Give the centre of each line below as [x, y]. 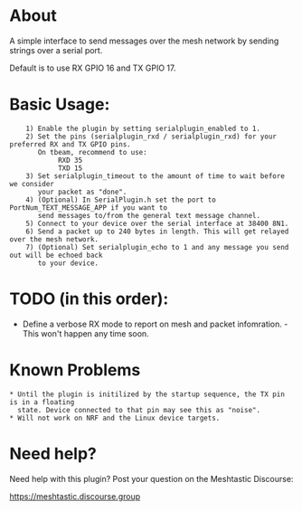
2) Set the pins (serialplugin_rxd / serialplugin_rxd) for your [151, 137]
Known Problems [75, 370]
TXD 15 [70, 168]
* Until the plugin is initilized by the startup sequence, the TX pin [147, 394]
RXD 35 [70, 160]
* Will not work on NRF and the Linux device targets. [115, 418]
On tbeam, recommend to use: [92, 152]
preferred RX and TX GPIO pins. [70, 144]
